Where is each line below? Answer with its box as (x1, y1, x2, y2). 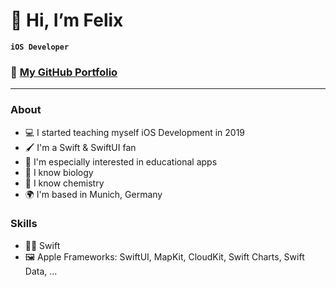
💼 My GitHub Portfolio (10, 65, 118, 79)
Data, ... (24, 265, 58, 277)
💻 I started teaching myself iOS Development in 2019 (24, 126, 246, 138)
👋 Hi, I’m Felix (10, 9, 124, 32)
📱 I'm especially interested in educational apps (24, 155, 218, 168)
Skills (10, 217, 38, 231)
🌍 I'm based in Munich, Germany (24, 188, 163, 200)
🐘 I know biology (24, 166, 94, 178)
